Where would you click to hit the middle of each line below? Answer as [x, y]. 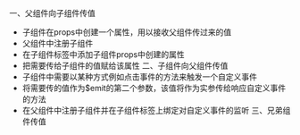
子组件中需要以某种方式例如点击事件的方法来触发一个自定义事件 [139, 77]
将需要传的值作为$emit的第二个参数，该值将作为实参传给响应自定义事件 [154, 88]
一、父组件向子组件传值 [52, 13]
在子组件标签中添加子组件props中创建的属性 [103, 55]
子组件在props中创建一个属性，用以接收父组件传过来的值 [127, 32]
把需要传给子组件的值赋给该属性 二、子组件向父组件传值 [125, 66]
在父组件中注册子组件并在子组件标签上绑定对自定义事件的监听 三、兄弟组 [156, 110]
